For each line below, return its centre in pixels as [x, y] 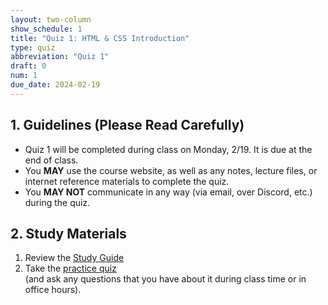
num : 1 [24, 76]
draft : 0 [28, 66]
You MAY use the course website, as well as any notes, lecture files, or [171, 170]
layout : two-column [51, 19]
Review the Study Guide [74, 258]
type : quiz [33, 47]
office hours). [53, 290]
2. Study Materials [68, 233]
